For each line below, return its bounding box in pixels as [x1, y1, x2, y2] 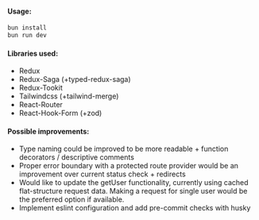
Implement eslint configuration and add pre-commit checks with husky [18, 203, 251, 213]
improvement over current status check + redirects [18, 169, 186, 179]
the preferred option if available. [18, 195, 125, 204]
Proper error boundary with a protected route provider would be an [18, 161, 239, 171]
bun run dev [7, 32, 47, 40]
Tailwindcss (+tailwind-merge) [18, 91, 119, 101]
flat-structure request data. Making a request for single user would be [18, 187, 248, 196]
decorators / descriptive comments [18, 152, 134, 162]
